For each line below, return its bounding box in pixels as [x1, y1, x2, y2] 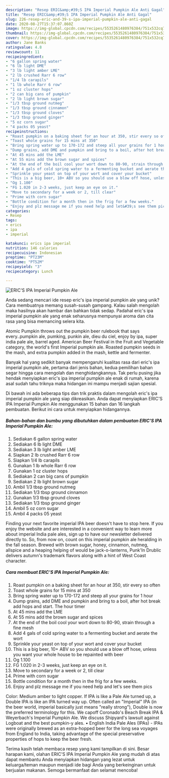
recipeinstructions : [6, 129, 49, 134]
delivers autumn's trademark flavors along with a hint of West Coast [6, 552, 146, 558]
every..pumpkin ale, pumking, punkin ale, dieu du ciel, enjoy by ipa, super [6, 333, 157, 339]
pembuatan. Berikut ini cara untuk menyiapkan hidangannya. [6, 406, 131, 412]
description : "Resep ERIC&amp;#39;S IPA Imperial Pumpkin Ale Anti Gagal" [6, 7, 165, 13]
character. [6, 558, 27, 564]
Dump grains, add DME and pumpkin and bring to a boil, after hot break [13, 598, 161, 604]
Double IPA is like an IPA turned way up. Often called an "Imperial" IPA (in [6, 699, 157, 705]
